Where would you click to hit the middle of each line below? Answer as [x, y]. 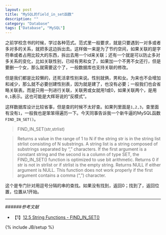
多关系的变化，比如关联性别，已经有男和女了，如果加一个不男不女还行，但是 [83, 61]
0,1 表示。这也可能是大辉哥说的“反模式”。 [47, 96]
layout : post [19, 10]
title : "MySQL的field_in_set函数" [40, 14]
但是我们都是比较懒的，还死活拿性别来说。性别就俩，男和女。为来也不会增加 [83, 78]
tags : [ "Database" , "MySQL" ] [35, 28]
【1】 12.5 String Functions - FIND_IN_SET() [56, 217]
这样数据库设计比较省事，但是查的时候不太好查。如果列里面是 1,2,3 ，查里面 [82, 107]
